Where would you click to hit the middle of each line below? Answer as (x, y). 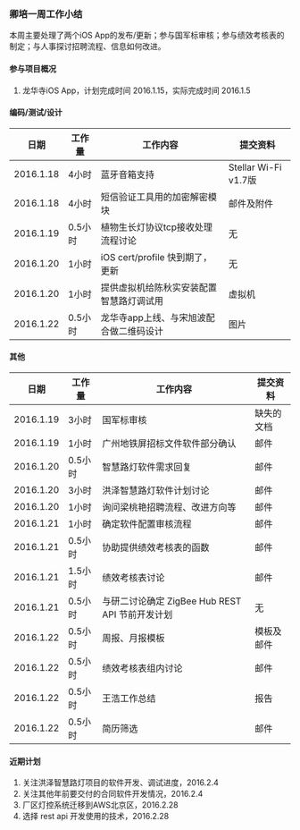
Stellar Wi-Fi (255, 167)
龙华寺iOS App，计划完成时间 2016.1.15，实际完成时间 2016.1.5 (137, 90)
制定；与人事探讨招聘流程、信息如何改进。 (87, 47)
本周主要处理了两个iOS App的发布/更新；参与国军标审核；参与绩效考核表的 (147, 35)
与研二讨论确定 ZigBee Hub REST (172, 601)
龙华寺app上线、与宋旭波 (154, 318)
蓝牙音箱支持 (127, 174)
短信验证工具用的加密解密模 (158, 197)
